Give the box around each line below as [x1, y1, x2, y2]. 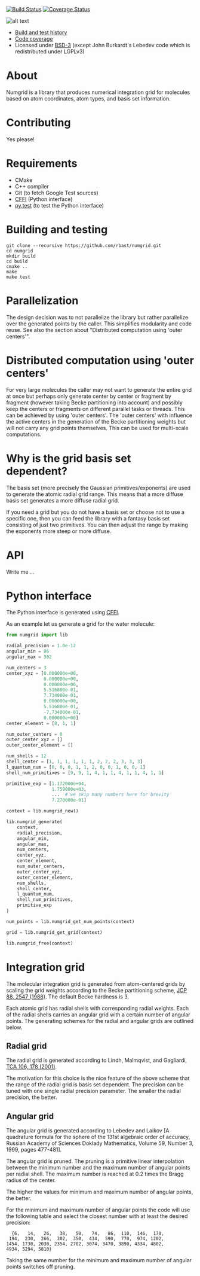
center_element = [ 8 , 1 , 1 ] [6, 720, 76, 726]
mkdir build [6, 253, 36, 259]
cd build [6, 258, 28, 264]
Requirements [6, 157, 78, 170]
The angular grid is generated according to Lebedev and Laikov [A [6, 1127, 170, 1134]
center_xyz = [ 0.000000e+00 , [6, 670, 79, 676]
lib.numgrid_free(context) [6, 940, 73, 946]
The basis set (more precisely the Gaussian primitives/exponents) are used [6, 484, 191, 491]
